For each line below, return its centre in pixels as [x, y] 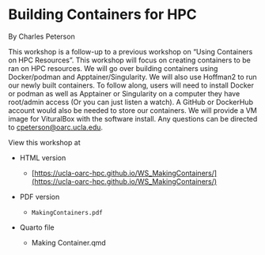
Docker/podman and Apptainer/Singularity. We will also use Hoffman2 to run [132, 77]
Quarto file [37, 227]
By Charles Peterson [42, 36]
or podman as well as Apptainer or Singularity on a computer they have [124, 93]
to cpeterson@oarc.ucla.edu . [56, 127]
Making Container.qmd [69, 242]
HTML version [43, 157]
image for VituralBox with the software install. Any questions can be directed [133, 118]
